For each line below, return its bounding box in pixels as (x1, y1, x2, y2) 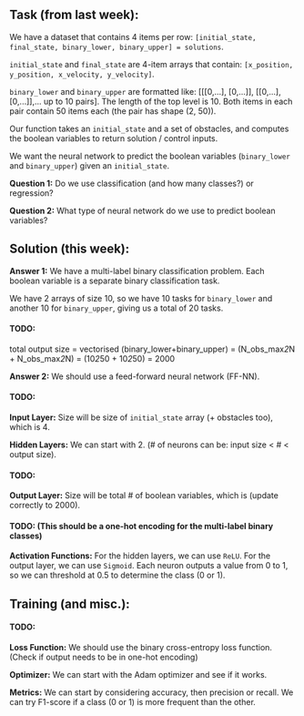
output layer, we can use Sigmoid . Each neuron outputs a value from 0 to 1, (9, 560, 289, 571)
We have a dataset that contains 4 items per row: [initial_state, (9, 31, 257, 42)
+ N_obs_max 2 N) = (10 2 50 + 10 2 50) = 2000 (9, 353, 176, 363)
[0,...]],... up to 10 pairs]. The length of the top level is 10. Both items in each (9, 96, 293, 107)
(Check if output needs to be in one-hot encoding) (9, 651, 198, 663)
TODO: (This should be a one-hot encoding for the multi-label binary (9, 520, 274, 531)
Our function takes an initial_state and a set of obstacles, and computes (9, 123, 289, 134)
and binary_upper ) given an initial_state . (9, 159, 170, 171)
